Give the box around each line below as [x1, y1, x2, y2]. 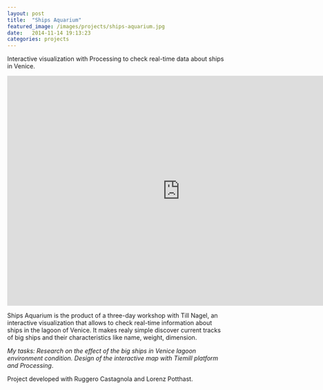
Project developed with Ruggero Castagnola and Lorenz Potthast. [7, 375, 193, 383]
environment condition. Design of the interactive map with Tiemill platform [7, 354, 219, 362]
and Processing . [7, 362, 54, 370]
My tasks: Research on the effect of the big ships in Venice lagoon [7, 347, 197, 355]
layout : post [7, 10, 45, 17]
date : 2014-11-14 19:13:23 [7, 29, 91, 37]
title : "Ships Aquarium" [7, 17, 81, 23]
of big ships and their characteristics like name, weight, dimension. [7, 333, 197, 342]
